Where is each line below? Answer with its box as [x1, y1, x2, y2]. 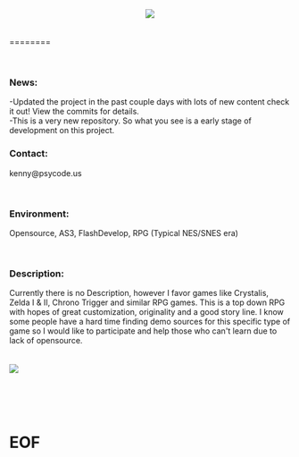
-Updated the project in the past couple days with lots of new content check [9, 97, 290, 107]
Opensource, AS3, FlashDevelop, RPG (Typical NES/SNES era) [9, 227, 239, 238]
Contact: [9, 148, 48, 160]
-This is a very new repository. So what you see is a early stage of [9, 115, 252, 126]
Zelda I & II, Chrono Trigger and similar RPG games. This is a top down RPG [9, 297, 286, 308]
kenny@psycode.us [9, 167, 82, 178]
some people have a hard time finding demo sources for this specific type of [9, 317, 291, 327]
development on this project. [9, 125, 115, 136]
